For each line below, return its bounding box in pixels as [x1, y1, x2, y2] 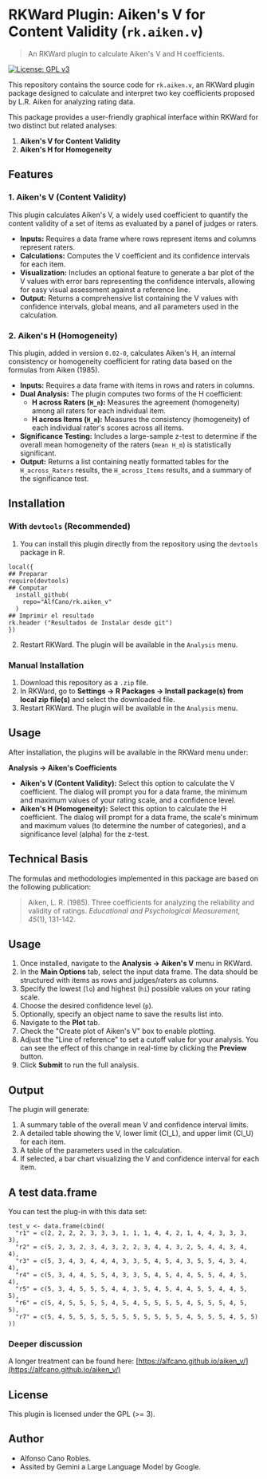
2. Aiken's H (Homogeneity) [8, 329, 118, 341]
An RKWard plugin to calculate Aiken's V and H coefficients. [27, 49, 225, 58]
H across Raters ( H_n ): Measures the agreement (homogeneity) [31, 397, 241, 407]
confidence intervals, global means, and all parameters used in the [19, 302, 239, 311]
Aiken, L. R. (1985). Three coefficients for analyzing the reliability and [27, 897, 255, 907]
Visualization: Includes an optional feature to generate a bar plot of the [19, 267, 255, 277]
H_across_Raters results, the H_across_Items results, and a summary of [19, 465, 253, 475]
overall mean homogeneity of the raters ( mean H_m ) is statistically [19, 440, 232, 449]
